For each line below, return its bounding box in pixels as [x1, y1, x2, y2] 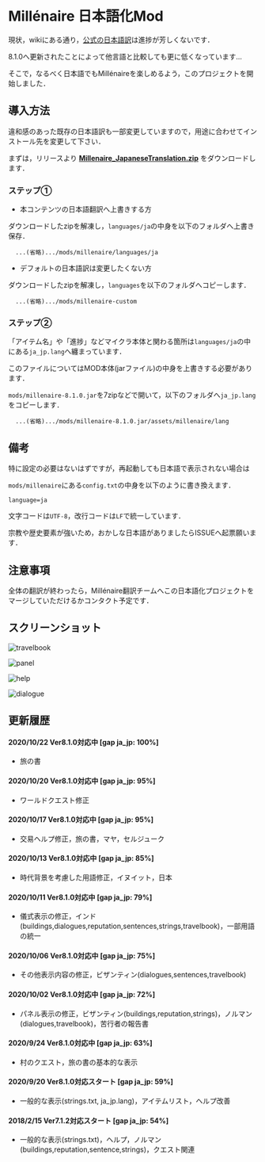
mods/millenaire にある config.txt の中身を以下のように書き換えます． [8, 480, 236, 490]
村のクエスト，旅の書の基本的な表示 [19, 1057, 138, 1067]
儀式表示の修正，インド [19, 912, 97, 921]
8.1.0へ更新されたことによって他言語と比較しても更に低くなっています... [8, 52, 243, 61]
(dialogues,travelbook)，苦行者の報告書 [19, 1019, 149, 1028]
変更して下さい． [49, 136, 105, 146]
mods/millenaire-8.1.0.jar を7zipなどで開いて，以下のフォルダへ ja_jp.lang [8, 390, 256, 400]
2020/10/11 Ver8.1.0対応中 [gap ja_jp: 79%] [8, 893, 153, 902]
